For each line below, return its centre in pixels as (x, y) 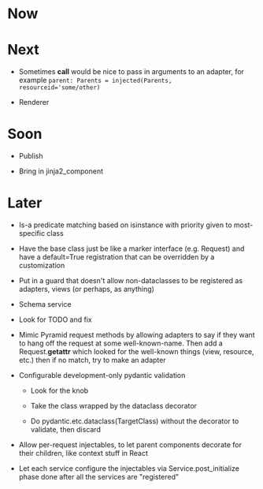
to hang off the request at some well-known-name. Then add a (121, 343)
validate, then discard (66, 429)
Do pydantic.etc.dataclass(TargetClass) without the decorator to (135, 421)
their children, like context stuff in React (83, 453)
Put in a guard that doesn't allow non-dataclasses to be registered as (131, 280)
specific (31, 233)
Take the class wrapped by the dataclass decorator (114, 406)
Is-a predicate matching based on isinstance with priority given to (126, 225)
